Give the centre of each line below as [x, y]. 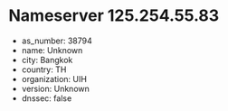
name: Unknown [52, 50]
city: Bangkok [47, 60]
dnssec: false [47, 98]
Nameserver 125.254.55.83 [114, 16]
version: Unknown [55, 88]
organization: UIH [54, 79]
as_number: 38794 [57, 41]
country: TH [44, 69]
